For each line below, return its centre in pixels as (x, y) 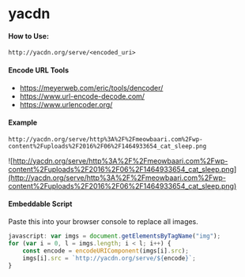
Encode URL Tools (39, 70)
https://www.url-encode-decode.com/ (82, 96)
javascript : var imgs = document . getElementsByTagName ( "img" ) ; (115, 236)
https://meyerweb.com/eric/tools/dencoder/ (91, 88)
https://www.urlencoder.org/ (66, 104)
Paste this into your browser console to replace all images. (104, 221)
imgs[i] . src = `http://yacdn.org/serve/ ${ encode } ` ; (109, 258)
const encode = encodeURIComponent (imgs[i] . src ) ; (106, 251)
